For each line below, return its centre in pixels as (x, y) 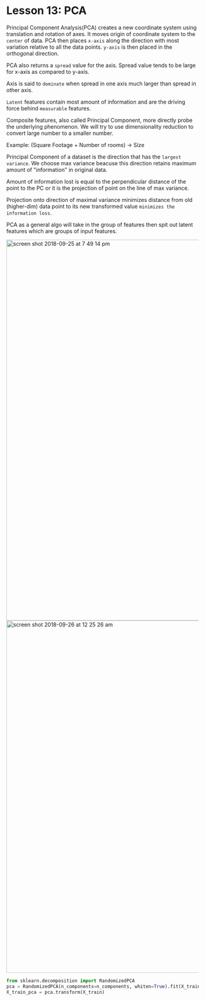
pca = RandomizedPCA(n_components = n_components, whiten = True (86, 986)
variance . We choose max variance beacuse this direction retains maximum (101, 163)
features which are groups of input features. (62, 231)
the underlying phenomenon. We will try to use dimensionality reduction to (100, 126)
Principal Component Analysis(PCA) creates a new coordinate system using (102, 27)
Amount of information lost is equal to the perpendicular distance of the (96, 181)
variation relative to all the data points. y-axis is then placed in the (89, 47)
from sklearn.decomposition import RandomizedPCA (71, 981)
